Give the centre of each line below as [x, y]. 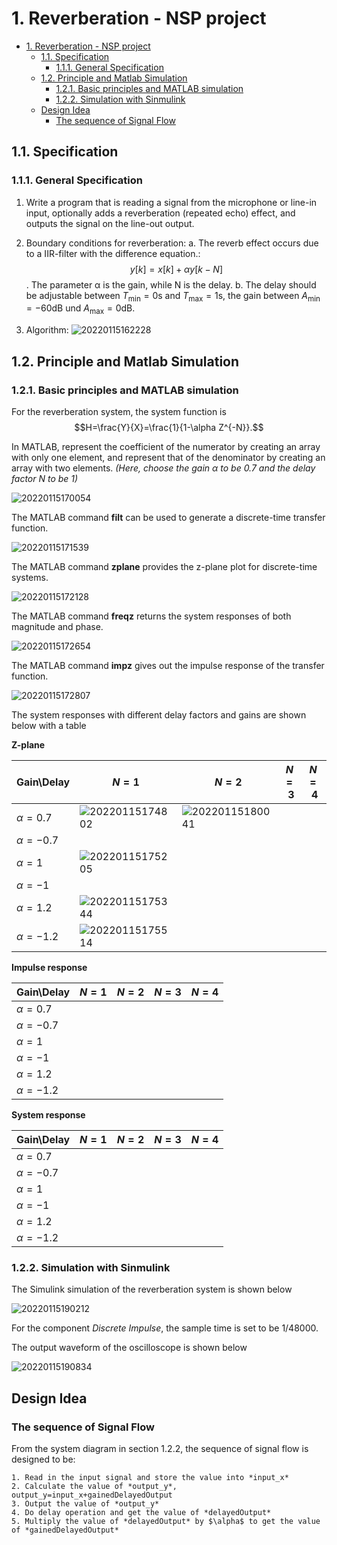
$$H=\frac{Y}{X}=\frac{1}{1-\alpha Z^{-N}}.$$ [169, 427]
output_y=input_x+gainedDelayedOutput [92, 1495]
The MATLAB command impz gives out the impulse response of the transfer [168, 665]
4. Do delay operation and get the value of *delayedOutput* [141, 1512]
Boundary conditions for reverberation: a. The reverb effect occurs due [172, 243]
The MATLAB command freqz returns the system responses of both [151, 616]
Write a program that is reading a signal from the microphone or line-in [171, 202]
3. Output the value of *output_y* [85, 1503]
